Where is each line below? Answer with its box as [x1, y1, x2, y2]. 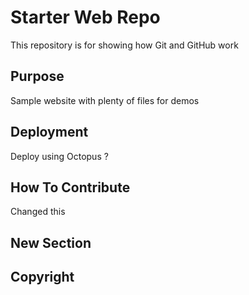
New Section [10, 234, 92, 251]
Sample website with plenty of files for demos [10, 94, 200, 106]
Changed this [10, 206, 66, 218]
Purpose [10, 68, 65, 85]
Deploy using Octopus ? [10, 150, 109, 162]
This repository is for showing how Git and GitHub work [10, 39, 239, 51]
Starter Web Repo [10, 6, 161, 29]
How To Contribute [10, 179, 131, 196]
